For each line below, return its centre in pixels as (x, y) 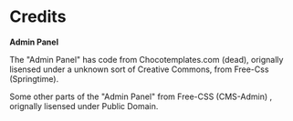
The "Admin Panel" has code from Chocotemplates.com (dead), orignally (146, 59)
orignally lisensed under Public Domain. (84, 106)
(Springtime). (34, 78)
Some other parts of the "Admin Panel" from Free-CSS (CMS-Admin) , (141, 96)
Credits (38, 17)
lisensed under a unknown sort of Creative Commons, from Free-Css (139, 69)
